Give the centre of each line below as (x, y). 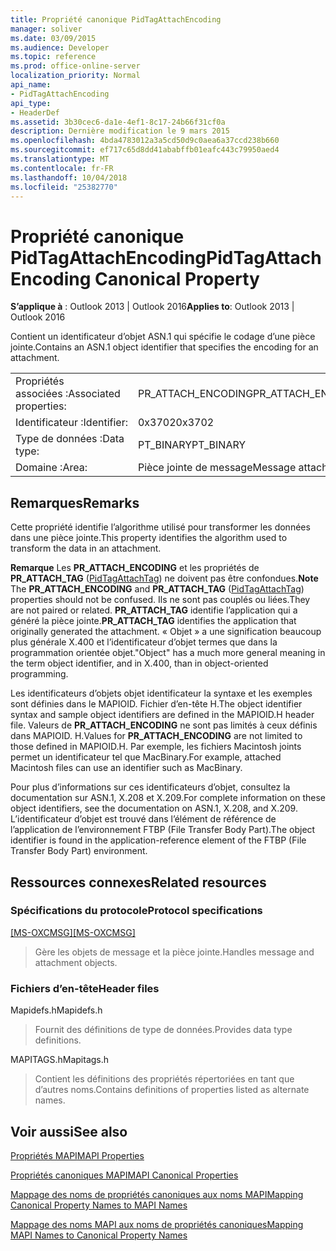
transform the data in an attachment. (86, 548)
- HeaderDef (35, 112)
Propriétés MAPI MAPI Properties (77, 1155)
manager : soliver (46, 29)
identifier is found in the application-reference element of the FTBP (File (158, 840)
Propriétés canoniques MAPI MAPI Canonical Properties (124, 1175)
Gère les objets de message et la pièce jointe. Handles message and (174, 952)
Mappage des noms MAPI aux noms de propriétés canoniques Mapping (157, 1224)
